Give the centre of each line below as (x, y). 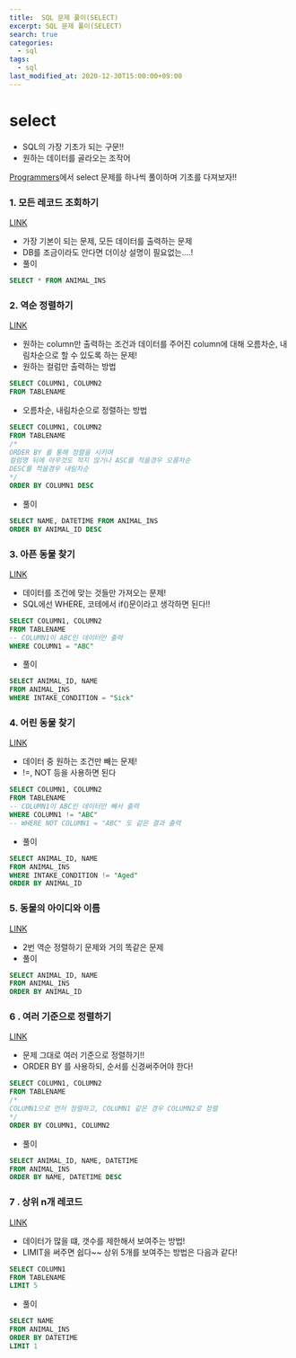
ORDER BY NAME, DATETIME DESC (66, 1177)
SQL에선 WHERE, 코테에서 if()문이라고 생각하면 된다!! (116, 604)
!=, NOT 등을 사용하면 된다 (69, 773)
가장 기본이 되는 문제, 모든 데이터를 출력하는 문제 (107, 241)
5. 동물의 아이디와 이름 (55, 909)
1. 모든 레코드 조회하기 (54, 202)
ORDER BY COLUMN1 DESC (52, 486)
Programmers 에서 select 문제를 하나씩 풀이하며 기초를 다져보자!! (123, 177)
